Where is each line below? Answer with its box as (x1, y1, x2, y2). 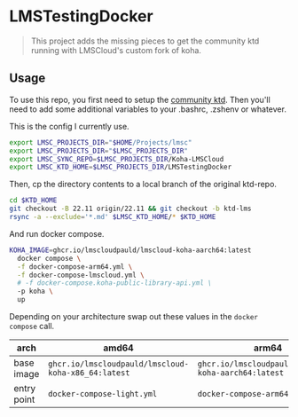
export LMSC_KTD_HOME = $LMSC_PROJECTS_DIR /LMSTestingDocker (9, 162, 232, 172)
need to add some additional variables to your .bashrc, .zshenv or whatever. (9, 104, 286, 114)
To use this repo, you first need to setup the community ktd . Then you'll (9, 94, 271, 105)
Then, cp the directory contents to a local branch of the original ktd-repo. (9, 179, 278, 190)
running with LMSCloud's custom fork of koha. (30, 44, 202, 55)
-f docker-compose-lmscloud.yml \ (17, 271, 145, 279)
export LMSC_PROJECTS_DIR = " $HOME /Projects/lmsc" (9, 138, 192, 147)
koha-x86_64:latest (48, 368, 130, 378)
